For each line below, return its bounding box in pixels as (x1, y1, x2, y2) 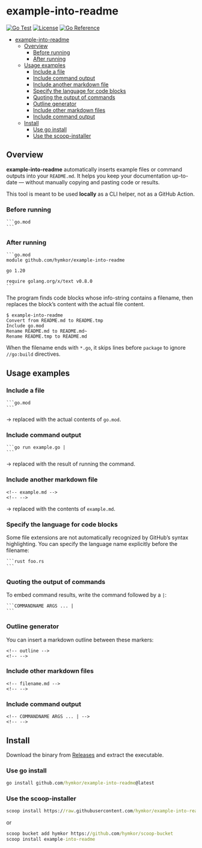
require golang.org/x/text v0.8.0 (6, 278, 93, 284)
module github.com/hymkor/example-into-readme (6, 257, 125, 263)
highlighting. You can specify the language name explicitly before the (6, 540, 178, 547)
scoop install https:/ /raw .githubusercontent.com (6, 808, 133, 814)
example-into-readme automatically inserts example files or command (6, 165, 182, 173)
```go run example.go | (6, 445, 66, 451)
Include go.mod (6, 323, 44, 329)
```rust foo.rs (6, 558, 44, 564)
